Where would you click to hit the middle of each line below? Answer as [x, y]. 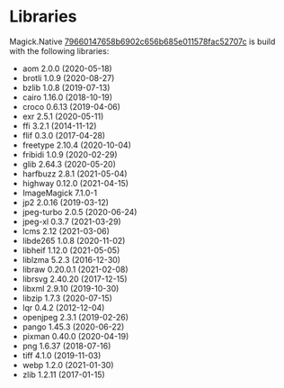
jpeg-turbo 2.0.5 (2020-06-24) [80, 212]
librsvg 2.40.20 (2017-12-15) [75, 279]
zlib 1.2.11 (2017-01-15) [63, 374]
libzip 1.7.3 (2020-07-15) [67, 298]
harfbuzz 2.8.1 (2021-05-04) [75, 174]
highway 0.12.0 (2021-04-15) [75, 183]
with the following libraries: [59, 50]
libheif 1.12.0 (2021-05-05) [71, 250]
